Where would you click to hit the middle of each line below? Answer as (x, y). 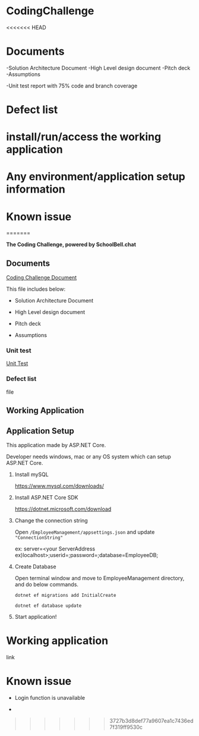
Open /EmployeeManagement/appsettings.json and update (85, 532)
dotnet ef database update (48, 606)
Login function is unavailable (50, 697)
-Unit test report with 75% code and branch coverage (72, 86)
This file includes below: (36, 289)
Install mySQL (31, 474)
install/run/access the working (84, 137)
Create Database (35, 567)
